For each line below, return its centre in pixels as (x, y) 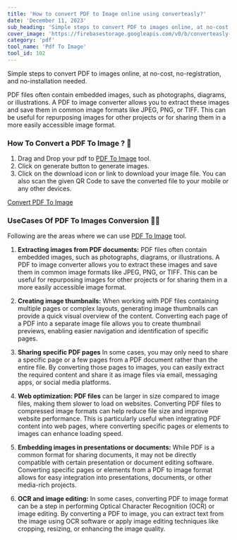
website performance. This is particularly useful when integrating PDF (119, 419)
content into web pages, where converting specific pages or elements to (123, 426)
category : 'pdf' (31, 40)
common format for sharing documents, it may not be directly (107, 455)
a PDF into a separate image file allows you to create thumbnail (109, 323)
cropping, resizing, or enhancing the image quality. (91, 529)
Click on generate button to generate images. (83, 166)
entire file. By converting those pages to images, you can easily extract (121, 367)
